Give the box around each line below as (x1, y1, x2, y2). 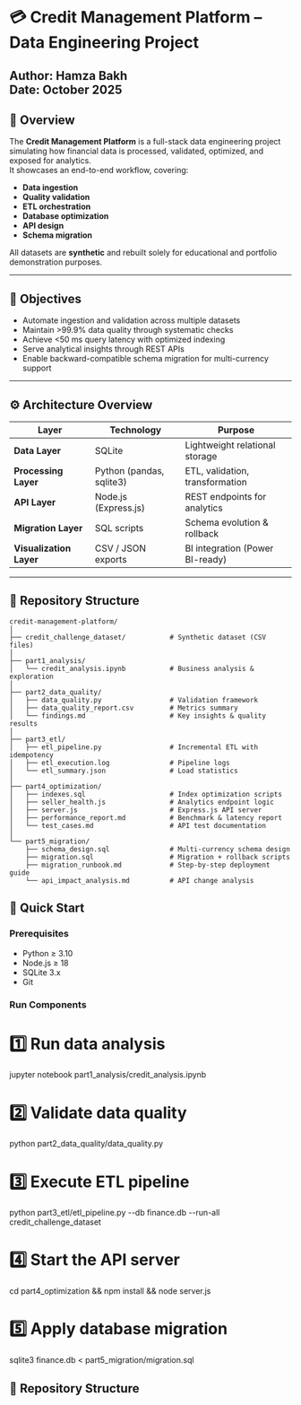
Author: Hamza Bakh (9, 68, 128, 83)
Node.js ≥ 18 (21, 957, 69, 968)
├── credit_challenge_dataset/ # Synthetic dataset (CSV (9, 633, 267, 641)
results (9, 719, 39, 728)
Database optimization (21, 211, 109, 222)
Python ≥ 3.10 (21, 947, 73, 958)
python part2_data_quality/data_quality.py (9, 1139, 164, 1149)
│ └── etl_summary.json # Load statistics (9, 766, 239, 775)
